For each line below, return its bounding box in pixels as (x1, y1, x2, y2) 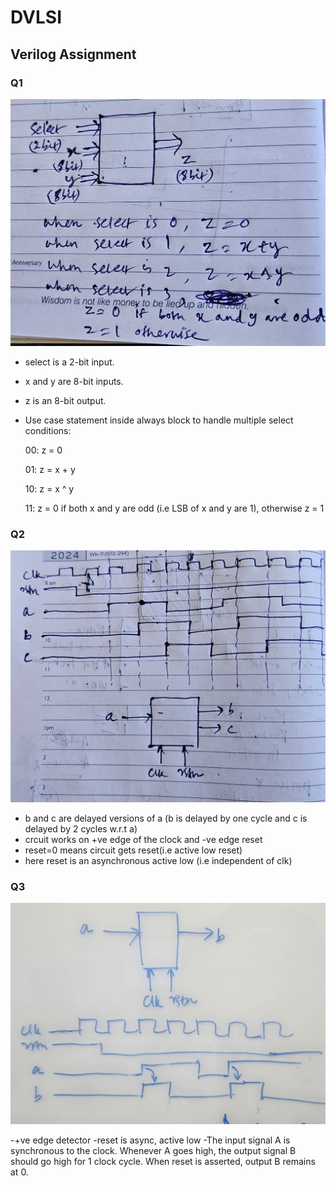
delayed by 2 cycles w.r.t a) (24, 823, 138, 835)
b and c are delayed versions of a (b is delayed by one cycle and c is (24, 812, 308, 824)
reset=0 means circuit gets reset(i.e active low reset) (24, 844, 243, 856)
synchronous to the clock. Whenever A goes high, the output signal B (10, 1144, 297, 1156)
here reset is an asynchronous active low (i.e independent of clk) (24, 855, 293, 866)
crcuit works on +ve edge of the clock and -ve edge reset (24, 834, 263, 845)
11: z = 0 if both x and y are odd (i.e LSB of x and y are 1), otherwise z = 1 (24, 502, 325, 515)
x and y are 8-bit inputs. (24, 376, 124, 388)
